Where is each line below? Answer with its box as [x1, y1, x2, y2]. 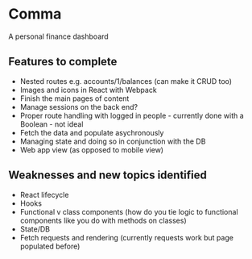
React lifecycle [19, 190, 69, 199]
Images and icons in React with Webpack [19, 85, 157, 94]
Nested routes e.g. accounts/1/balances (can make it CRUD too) [19, 76, 232, 86]
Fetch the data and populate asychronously [19, 127, 164, 137]
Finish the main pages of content [19, 94, 130, 103]
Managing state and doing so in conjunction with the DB [19, 136, 206, 146]
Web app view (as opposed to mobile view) [19, 144, 163, 154]
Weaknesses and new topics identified [8, 169, 208, 182]
